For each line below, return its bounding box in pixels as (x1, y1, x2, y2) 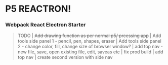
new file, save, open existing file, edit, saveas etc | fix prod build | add (17, 49, 163, 55)
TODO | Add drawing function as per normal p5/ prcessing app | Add (17, 32, 161, 39)
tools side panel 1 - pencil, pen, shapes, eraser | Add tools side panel (17, 38, 162, 44)
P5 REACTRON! (5, 3, 71, 15)
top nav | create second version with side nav (17, 54, 113, 60)
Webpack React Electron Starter (5, 21, 86, 28)
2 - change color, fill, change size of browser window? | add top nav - (17, 44, 163, 50)
